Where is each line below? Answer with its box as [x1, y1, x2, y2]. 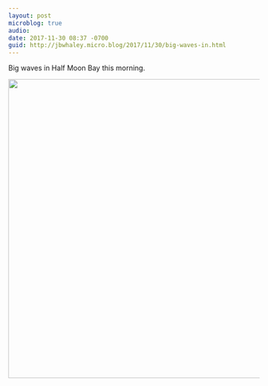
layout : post [8, 11, 52, 20]
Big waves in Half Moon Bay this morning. [8, 63, 146, 73]
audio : [8, 26, 30, 34]
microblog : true [8, 19, 62, 27]
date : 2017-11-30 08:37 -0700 [8, 33, 109, 42]
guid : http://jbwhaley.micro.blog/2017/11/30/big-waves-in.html [8, 41, 227, 49]
